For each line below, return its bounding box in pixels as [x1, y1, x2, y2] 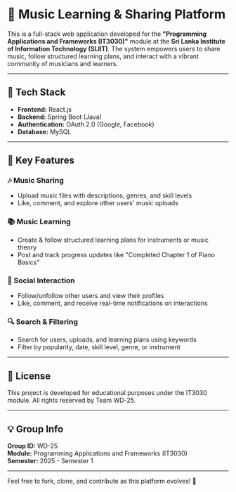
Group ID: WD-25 [7, 441, 58, 450]
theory [17, 242, 37, 252]
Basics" [17, 258, 40, 266]
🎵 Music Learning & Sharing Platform [7, 6, 226, 22]
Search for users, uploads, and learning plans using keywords [17, 335, 197, 344]
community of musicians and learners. [7, 59, 119, 67]
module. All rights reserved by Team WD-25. [7, 396, 136, 405]
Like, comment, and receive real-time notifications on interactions [17, 299, 209, 308]
